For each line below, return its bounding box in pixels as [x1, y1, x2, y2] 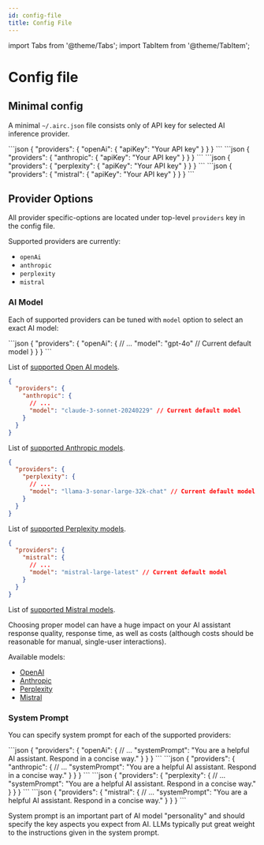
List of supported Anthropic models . [8, 443, 125, 452]
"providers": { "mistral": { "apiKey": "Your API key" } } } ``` [8, 169, 195, 178]
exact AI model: [8, 323, 59, 332]
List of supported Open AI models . [8, 362, 120, 372]
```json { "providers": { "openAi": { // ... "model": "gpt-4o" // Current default [8, 338, 252, 348]
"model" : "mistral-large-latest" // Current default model [28, 569, 227, 577]
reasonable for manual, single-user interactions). [8, 637, 167, 646]
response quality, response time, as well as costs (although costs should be [8, 628, 255, 637]
